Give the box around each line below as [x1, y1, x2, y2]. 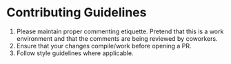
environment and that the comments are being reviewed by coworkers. [16, 34, 218, 42]
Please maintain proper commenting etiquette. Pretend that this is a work [16, 27, 224, 35]
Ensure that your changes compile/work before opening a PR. [16, 42, 192, 50]
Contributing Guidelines [6, 5, 147, 20]
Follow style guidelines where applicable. [16, 49, 134, 57]
